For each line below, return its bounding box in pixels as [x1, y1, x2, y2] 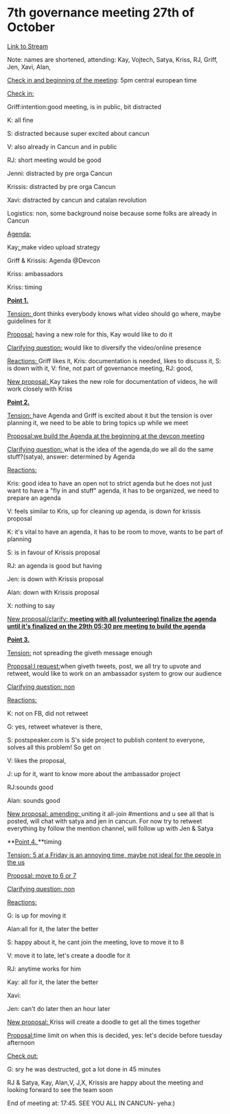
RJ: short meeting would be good [7, 156, 102, 164]
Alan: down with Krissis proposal [7, 588, 100, 596]
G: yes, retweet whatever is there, [7, 723, 103, 731]
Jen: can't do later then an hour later [7, 1004, 111, 1012]
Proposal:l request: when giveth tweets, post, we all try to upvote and [7, 661, 201, 670]
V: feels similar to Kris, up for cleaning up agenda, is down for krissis [7, 507, 201, 515]
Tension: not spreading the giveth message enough [7, 648, 153, 657]
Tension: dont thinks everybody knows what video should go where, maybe [7, 309, 221, 317]
